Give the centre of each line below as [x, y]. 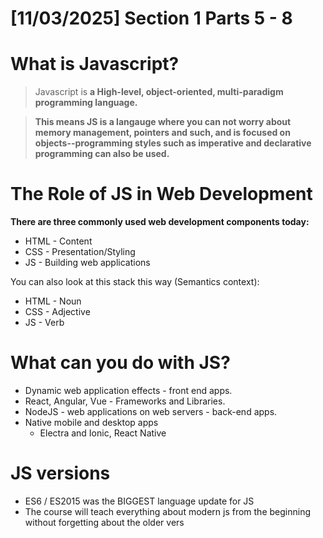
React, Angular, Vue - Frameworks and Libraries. [125, 401]
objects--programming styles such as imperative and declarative [173, 143]
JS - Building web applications [87, 263]
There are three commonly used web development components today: [160, 222]
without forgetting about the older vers [104, 522]
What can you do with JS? [120, 363]
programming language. [86, 103]
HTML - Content [58, 241]
